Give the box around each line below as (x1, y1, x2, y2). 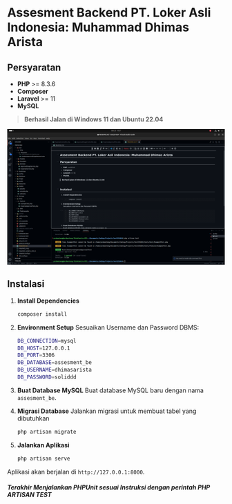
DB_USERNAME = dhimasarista (17, 367, 92, 374)
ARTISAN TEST (7, 491, 52, 499)
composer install (17, 310, 68, 318)
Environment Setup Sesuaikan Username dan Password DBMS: (17, 323, 200, 332)
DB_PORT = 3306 (17, 352, 55, 359)
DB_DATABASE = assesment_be (17, 359, 92, 366)
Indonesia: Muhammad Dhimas (7, 19, 190, 35)
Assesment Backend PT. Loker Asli (7, 5, 211, 21)
